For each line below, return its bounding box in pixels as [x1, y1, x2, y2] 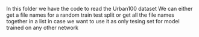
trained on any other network [6, 24, 78, 31]
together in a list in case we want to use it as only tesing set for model [6, 18, 180, 24]
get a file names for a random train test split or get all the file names [6, 11, 175, 18]
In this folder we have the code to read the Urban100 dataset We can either [6, 5, 193, 12]
